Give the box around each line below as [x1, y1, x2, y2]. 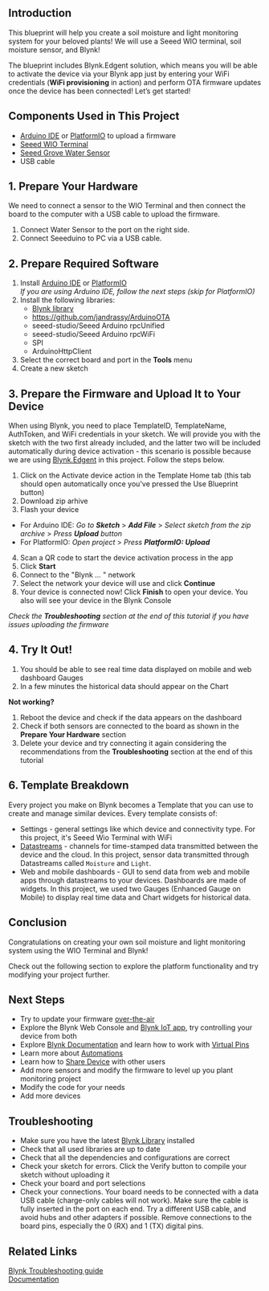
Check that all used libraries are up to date [19, 1145, 161, 1154]
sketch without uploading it [19, 1170, 110, 1180]
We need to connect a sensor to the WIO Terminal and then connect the [8, 201, 247, 211]
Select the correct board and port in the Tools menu [19, 355, 193, 365]
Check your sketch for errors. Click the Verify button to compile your [19, 1162, 247, 1171]
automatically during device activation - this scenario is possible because [8, 446, 251, 457]
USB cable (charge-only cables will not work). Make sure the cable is [19, 1195, 249, 1205]
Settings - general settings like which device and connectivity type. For [19, 824, 255, 834]
